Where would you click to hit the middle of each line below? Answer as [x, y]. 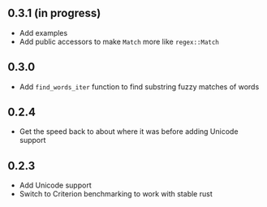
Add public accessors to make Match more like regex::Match [119, 41]
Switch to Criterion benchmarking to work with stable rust [116, 194]
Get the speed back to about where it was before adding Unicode [129, 132]
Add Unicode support [55, 185]
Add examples [43, 32]
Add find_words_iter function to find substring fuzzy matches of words [139, 86]
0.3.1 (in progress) [54, 13]
